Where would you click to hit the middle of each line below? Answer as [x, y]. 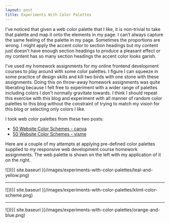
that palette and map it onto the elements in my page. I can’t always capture [84, 34]
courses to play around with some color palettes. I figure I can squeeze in [82, 71]
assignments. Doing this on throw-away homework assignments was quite [83, 82]
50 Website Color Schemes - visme [50, 134]
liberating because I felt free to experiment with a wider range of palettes [81, 87]
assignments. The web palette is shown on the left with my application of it [83, 155]
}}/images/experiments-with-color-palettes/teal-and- [97, 170]
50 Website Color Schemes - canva [50, 128]
